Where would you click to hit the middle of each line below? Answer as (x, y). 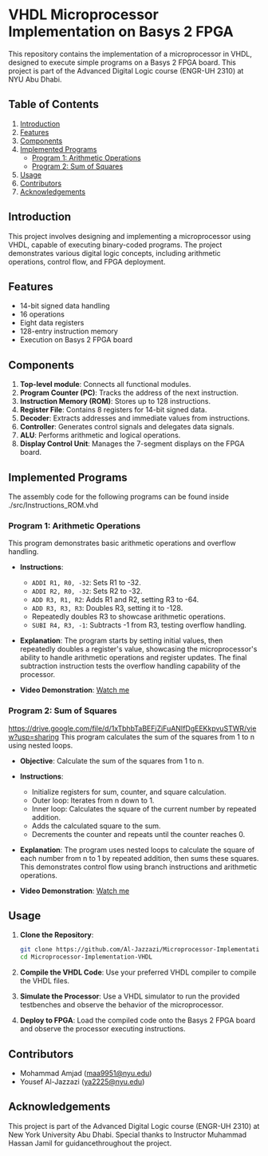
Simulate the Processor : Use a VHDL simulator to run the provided (130, 996)
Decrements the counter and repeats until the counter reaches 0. (138, 834)
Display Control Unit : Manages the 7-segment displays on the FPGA (132, 444)
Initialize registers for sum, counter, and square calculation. (129, 791)
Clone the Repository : (57, 935)
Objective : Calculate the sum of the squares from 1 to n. (112, 760)
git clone (36, 950)
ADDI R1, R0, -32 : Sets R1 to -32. (86, 583)
